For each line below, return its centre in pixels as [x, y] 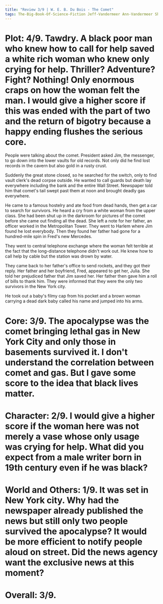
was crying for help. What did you [74, 447]
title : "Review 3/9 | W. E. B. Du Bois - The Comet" [59, 10]
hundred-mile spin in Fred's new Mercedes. [49, 237]
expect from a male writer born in [73, 457]
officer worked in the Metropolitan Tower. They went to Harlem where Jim [79, 226]
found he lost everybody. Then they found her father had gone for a [73, 231]
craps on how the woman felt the [72, 90]
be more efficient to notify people [74, 542]
